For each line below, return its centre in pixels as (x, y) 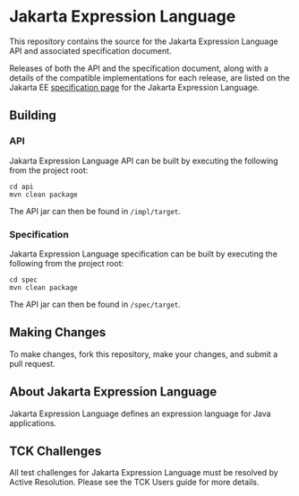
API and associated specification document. (90, 50)
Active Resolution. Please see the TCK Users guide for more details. (134, 483)
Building (33, 115)
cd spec (24, 280)
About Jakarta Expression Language (113, 392)
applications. (33, 422)
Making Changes (58, 332)
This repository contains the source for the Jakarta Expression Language (144, 41)
